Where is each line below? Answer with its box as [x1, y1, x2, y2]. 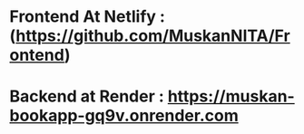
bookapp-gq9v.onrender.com [9, 106, 239, 126]
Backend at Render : [9, 86, 165, 107]
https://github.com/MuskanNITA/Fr [15, 25, 290, 46]
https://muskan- [167, 86, 295, 107]
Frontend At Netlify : [9, 6, 166, 27]
